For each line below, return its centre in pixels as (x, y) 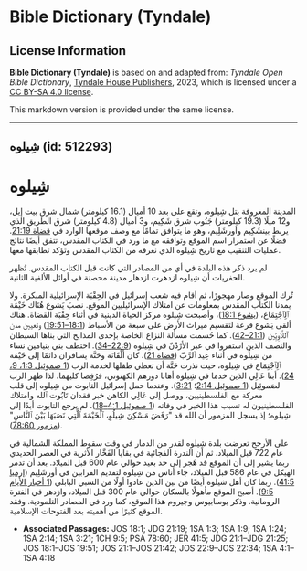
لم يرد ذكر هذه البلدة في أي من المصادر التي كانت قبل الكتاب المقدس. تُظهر (138, 268)
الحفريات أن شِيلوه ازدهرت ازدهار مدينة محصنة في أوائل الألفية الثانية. (127, 278)
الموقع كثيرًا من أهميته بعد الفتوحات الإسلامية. (86, 511)
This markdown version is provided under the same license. (122, 110)
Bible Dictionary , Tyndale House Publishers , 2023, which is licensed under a (153, 82)
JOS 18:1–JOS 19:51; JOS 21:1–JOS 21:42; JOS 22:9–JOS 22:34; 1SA (150, 548)
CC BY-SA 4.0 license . (52, 92)
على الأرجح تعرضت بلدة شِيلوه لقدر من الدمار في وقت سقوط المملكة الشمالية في (149, 443)
